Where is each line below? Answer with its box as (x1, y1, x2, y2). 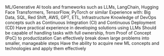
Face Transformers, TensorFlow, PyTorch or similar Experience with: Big (5, 9, 151, 15)
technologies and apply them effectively (5, 46, 86, 51)
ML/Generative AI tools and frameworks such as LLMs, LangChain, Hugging (5, 4, 159, 10)
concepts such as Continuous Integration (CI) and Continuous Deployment (5, 19, 156, 25)
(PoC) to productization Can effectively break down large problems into (5, 35, 150, 41)
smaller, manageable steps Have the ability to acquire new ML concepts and (5, 40, 160, 46)
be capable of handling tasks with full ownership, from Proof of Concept (5, 30, 151, 36)
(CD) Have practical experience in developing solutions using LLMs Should (5, 25, 157, 31)
